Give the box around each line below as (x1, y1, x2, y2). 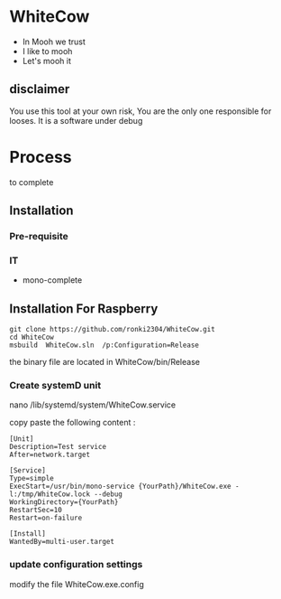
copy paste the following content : (9, 417, 136, 428)
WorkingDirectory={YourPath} (9, 498, 119, 507)
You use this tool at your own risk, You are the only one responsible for (9, 106, 272, 117)
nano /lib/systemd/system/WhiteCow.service (9, 399, 177, 410)
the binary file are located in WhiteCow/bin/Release (9, 357, 201, 368)
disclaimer (9, 81, 70, 97)
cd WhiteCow (9, 332, 54, 342)
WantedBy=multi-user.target (9, 538, 115, 547)
